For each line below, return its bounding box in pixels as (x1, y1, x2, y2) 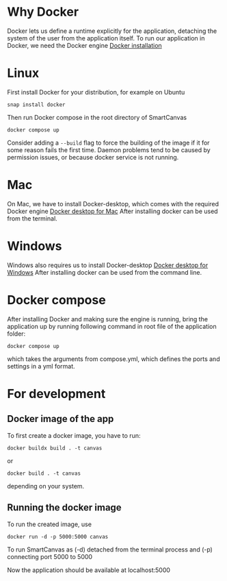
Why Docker (7, 4, 79, 20)
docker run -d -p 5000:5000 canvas (7, 533, 109, 540)
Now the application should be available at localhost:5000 (7, 566, 171, 574)
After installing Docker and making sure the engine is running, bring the (7, 314, 209, 323)
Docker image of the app (7, 413, 114, 425)
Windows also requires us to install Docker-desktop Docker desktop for (7, 261, 209, 269)
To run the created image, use (7, 520, 92, 528)
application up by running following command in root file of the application (7, 322, 217, 330)
